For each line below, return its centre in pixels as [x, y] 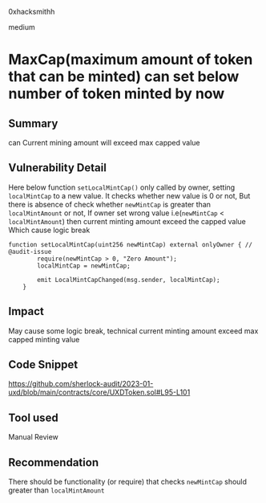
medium [22, 27]
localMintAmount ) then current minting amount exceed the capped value [127, 221]
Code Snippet [43, 365]
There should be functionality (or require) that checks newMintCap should [127, 482]
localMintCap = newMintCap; [84, 266]
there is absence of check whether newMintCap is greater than [109, 204]
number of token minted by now [117, 94]
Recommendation [53, 462]
